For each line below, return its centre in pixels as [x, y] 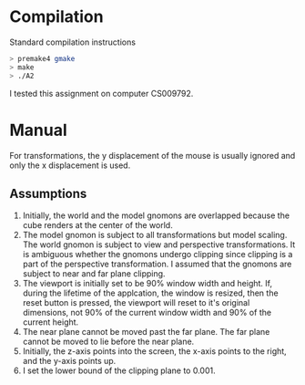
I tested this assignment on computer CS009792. [102, 93]
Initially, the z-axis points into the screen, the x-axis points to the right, [154, 351]
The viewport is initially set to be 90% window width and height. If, [147, 284]
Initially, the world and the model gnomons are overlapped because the [156, 215]
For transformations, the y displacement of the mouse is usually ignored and [152, 155]
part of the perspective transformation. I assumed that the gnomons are [157, 264]
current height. [51, 322]
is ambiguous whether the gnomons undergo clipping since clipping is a [158, 255]
